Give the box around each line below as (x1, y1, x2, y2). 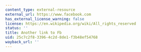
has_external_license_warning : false (5, 16, 85, 21)
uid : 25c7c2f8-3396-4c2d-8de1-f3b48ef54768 (5, 35, 98, 40)
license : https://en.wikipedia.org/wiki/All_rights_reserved (5, 21, 136, 26)
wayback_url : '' (5, 40, 39, 45)
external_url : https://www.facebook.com (5, 12, 92, 17)
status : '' (5, 26, 28, 31)
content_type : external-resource (5, 7, 76, 12)
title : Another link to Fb (5, 30, 62, 35)
